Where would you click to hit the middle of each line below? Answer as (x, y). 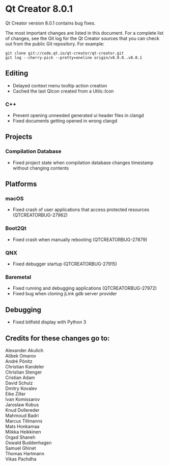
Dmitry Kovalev (21, 388)
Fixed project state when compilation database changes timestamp (83, 162)
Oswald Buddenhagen (29, 442)
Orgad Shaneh (20, 437)
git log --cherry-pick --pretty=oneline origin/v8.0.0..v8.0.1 (74, 57)
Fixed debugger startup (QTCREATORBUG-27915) (65, 264)
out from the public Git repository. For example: (55, 43)
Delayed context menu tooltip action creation (60, 85)
